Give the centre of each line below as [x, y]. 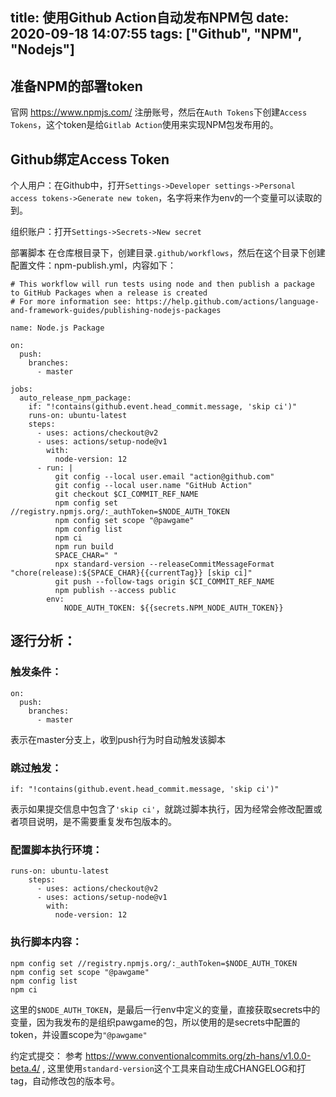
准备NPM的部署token [76, 86]
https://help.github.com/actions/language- [227, 302]
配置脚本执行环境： [56, 850]
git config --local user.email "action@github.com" [164, 477]
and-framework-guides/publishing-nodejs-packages [116, 311]
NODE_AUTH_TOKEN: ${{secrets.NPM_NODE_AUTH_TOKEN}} [173, 608]
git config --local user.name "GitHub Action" [153, 486]
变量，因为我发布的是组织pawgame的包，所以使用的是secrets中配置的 [155, 1022]
